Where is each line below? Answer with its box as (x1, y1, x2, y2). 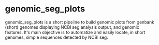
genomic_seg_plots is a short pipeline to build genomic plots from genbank (5, 19, 155, 25)
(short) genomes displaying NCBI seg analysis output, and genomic (5, 24, 139, 30)
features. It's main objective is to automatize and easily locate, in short (5, 29, 145, 35)
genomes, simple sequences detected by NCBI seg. (5, 34, 108, 40)
